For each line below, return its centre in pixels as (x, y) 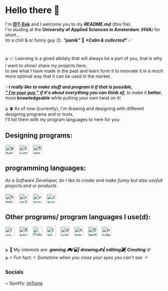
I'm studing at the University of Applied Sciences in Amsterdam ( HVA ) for (83, 29)
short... (13, 35)
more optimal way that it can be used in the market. (58, 76)
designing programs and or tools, (40, 114)
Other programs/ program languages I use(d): (78, 217)
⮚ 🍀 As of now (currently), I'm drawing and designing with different (75, 109)
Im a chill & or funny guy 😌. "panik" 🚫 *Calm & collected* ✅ (69, 40)
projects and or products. (32, 186)
